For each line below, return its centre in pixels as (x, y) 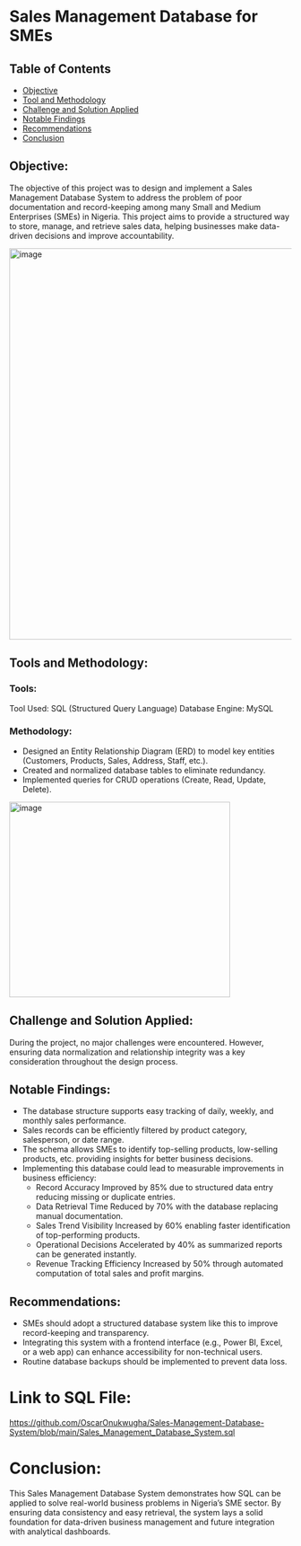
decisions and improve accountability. (104, 235)
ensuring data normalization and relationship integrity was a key (127, 1052)
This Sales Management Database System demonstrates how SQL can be (145, 1494)
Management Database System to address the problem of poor (126, 197)
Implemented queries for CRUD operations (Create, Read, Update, (144, 780)
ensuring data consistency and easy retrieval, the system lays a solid (136, 1513)
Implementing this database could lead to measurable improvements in (153, 1169)
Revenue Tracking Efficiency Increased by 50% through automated (159, 1264)
